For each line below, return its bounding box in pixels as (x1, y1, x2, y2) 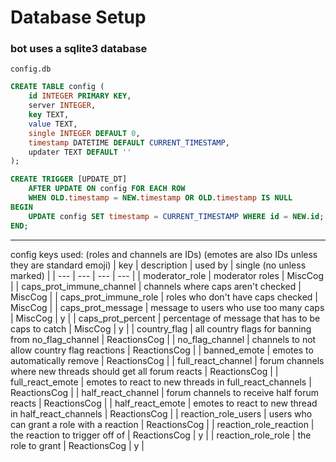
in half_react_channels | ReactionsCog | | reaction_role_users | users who (10, 407, 313, 420)
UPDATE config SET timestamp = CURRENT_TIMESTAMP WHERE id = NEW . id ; (28, 211, 325, 221)
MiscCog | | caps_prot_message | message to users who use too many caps (10, 301, 325, 313)
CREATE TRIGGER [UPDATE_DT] (10, 174, 128, 185)
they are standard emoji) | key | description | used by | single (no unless (10, 259, 307, 271)
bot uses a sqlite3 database (10, 42, 148, 56)
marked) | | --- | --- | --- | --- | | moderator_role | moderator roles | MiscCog (10, 269, 325, 281)
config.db (10, 64, 52, 75)
